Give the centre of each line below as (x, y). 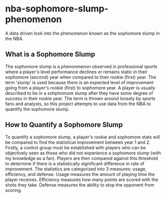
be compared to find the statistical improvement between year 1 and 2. (78, 142)
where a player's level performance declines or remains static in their (76, 72)
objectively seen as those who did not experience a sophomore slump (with (83, 153)
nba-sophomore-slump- (57, 9)
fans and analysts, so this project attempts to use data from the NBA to (78, 104)
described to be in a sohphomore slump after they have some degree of (79, 93)
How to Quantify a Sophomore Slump (64, 125)
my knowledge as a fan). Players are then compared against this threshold (82, 158)
